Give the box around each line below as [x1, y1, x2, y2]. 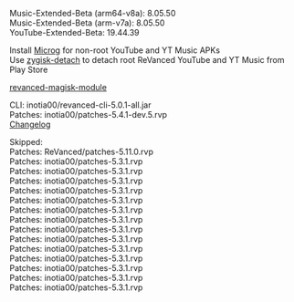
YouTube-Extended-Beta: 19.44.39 [9, 27, 140, 37]
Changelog [9, 119, 51, 130]
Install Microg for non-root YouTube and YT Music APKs [9, 45, 221, 56]
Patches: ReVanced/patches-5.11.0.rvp [9, 146, 153, 157]
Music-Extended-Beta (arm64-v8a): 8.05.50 [9, 8, 176, 18]
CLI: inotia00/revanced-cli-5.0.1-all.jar [9, 99, 152, 110]
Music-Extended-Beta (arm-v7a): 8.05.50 [9, 17, 165, 28]
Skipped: [9, 137, 43, 147]
